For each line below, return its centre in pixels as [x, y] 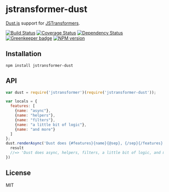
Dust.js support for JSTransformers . [43, 23]
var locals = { [22, 101]
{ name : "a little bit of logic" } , [51, 125]
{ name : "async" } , [33, 111]
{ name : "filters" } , [35, 120]
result [17, 148]
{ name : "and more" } [35, 129]
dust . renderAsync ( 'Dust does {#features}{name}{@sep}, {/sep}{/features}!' [87, 143]
